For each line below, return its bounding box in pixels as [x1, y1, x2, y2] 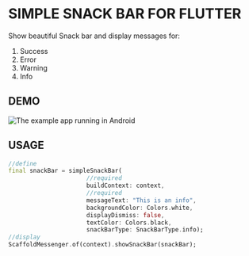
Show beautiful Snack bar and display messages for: [8, 31, 181, 40]
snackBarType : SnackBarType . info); [86, 226, 204, 234]
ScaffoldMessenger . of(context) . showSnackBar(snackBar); [8, 241, 197, 249]
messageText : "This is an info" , [86, 196, 197, 204]
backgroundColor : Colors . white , [86, 204, 193, 212]
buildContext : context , [86, 181, 165, 190]
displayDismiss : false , [86, 211, 165, 219]
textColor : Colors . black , [86, 219, 172, 227]
